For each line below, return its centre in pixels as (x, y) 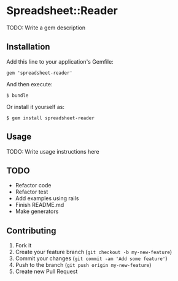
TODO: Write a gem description (46, 28)
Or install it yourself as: (35, 107)
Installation (28, 47)
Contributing (31, 230)
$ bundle (17, 96)
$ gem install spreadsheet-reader (51, 118)
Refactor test (32, 192)
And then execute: (29, 84)
